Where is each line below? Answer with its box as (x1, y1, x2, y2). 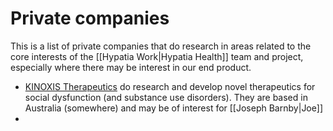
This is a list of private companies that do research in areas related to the (10, 40, 312, 52)
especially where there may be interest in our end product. (10, 61, 252, 73)
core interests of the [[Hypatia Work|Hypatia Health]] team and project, (10, 50, 304, 62)
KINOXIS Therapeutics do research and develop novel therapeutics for (24, 80, 316, 92)
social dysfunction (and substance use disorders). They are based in (24, 91, 308, 103)
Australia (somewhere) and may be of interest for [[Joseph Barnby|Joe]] (24, 102, 323, 114)
